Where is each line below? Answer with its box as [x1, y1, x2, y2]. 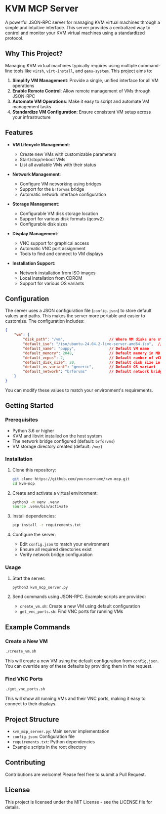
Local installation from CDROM [19, 275, 83, 281]
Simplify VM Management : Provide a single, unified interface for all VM [12, 77, 159, 83]
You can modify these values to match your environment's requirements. [5, 387, 153, 393]
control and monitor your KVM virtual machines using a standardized [5, 30, 145, 36]
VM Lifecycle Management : [12, 141, 70, 147]
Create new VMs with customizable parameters [19, 151, 117, 157]
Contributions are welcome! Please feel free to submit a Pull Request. [5, 771, 146, 777]
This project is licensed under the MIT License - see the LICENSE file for [5, 799, 152, 805]
